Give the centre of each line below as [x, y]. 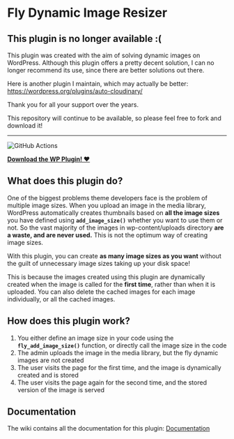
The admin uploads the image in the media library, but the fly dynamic [118, 352]
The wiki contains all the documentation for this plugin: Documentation [109, 429]
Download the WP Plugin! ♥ [49, 159]
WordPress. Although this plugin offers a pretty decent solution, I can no [111, 63]
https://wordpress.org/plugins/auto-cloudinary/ [75, 91]
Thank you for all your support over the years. [73, 105]
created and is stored [48, 375]
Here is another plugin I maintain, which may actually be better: [98, 84]
